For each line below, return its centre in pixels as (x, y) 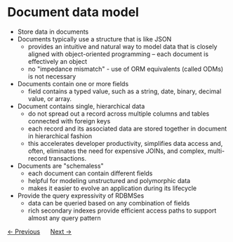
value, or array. (50, 98)
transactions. (68, 158)
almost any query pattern (64, 217)
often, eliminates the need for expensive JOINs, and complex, (117, 151)
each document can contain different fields (90, 173)
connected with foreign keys (69, 121)
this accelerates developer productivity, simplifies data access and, (125, 143)
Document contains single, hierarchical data (81, 106)
